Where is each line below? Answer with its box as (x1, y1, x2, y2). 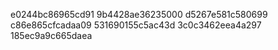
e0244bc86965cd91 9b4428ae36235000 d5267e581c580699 (10, 9, 268, 20)
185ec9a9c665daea (10, 30, 93, 41)
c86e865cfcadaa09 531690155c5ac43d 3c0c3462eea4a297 (10, 19, 262, 31)
